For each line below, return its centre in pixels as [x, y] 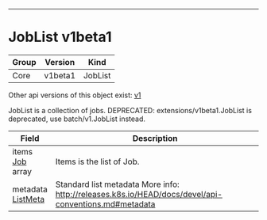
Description [155, 138]
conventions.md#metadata [105, 204]
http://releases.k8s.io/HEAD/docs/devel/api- [139, 194]
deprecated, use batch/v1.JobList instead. [77, 119]
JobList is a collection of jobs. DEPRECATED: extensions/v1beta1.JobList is [130, 110]
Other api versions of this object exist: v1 [75, 95]
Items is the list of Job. [97, 161]
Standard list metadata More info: [118, 184]
